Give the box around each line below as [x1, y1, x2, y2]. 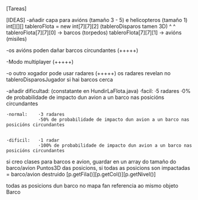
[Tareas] [6, 5, 27, 12]
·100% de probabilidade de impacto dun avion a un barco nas [37, 143, 193, 149]
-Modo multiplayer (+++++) [6, 59, 74, 65]
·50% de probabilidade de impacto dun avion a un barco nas [37, 117, 190, 122]
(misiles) [6, 36, 27, 42]
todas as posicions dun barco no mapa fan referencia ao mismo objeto [6, 182, 179, 189]
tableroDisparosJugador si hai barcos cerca [6, 76, 113, 83]
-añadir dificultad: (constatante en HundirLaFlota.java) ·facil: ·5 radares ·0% [6, 88, 191, 94]
